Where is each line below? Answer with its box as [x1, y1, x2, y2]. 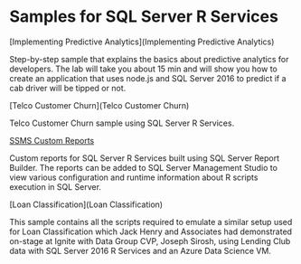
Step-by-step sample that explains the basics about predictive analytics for [9, 53, 289, 64]
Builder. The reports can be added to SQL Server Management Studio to [9, 162, 278, 173]
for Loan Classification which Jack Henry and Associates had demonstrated [9, 226, 292, 237]
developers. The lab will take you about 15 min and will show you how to [9, 63, 277, 74]
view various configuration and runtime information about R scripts [9, 172, 259, 183]
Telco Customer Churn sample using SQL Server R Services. [9, 118, 235, 128]
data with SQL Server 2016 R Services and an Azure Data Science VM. [9, 245, 271, 256]
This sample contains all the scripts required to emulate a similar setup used [9, 216, 293, 227]
